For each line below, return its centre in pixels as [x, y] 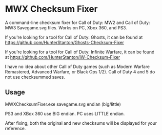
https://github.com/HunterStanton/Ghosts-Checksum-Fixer [65, 42]
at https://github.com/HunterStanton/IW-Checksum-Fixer [63, 57]
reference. [15, 128]
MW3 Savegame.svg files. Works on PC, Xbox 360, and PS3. [66, 27]
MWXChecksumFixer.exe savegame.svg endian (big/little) [63, 104]
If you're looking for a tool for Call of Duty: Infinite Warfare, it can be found [80, 52]
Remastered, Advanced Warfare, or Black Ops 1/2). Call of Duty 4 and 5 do [80, 71]
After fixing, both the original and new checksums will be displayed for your [81, 123]
